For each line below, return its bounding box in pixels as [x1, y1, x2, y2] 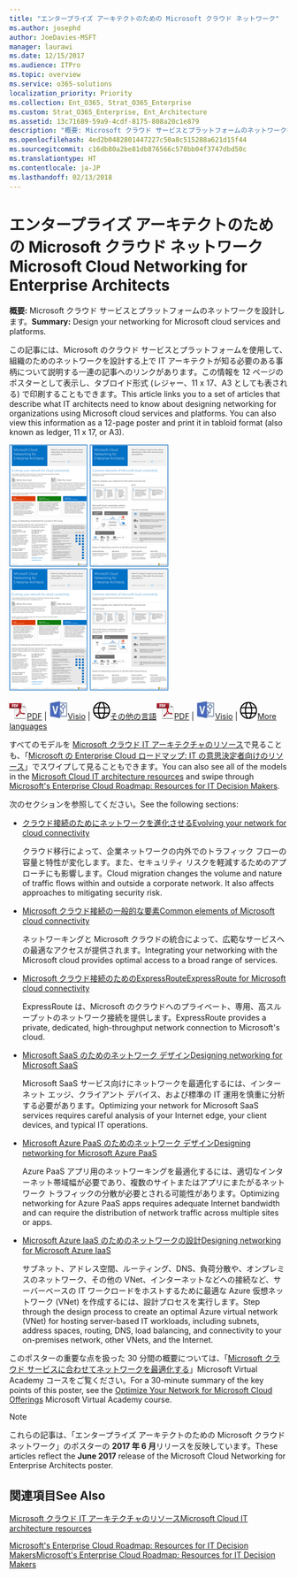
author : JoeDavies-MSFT [9, 33, 97, 42]
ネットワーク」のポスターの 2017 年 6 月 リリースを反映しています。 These [9, 1441, 278, 1452]
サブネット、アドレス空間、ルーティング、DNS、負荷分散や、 [21, 1263, 247, 1274]
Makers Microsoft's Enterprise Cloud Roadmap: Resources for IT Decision [9, 1550, 276, 1560]
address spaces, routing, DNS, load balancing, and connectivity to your [21, 1325, 282, 1336]
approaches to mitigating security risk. [21, 887, 163, 898]
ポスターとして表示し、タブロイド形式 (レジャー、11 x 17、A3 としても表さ [9, 378, 280, 388]
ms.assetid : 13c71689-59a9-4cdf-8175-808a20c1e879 [9, 117, 200, 126]
